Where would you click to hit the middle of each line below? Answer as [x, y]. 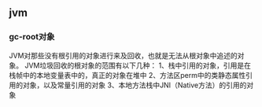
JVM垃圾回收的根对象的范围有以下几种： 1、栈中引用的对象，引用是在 [137, 65]
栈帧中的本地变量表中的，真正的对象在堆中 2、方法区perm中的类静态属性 [127, 75]
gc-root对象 [32, 37]
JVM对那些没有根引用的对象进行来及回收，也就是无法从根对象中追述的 [124, 55]
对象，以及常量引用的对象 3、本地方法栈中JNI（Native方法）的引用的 [135, 85]
